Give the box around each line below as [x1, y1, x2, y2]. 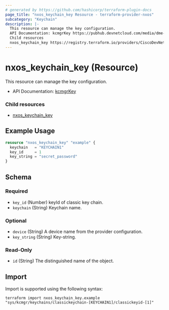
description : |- [5, 21, 39, 27]
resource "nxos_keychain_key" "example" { [5, 140, 96, 145]
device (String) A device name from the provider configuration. [12, 228, 143, 235]
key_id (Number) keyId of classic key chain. [12, 199, 104, 205]
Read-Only [5, 247, 33, 254]
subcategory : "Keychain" [5, 17, 57, 22]
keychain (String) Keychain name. [12, 204, 82, 210]
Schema [5, 173, 32, 181]
